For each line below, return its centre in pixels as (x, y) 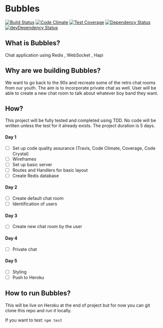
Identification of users (35, 204)
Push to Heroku (28, 278)
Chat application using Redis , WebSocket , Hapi (54, 55)
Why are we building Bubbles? (53, 70)
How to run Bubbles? (38, 293)
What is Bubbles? (33, 43)
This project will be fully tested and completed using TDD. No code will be (81, 120)
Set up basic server (32, 164)
